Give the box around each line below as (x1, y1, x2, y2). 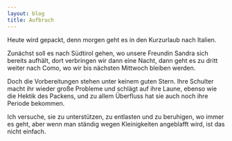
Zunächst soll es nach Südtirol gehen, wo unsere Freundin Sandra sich (7, 49, 209, 57)
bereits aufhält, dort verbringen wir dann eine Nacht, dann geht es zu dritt (7, 56, 218, 64)
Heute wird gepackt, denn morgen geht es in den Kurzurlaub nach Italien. (7, 35, 217, 44)
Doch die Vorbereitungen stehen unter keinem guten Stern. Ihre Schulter (7, 77, 214, 85)
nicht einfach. (7, 127, 46, 135)
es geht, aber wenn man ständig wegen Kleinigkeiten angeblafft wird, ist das (7, 120, 225, 128)
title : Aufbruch (7, 17, 54, 23)
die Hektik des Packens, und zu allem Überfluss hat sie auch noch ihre (7, 91, 208, 100)
